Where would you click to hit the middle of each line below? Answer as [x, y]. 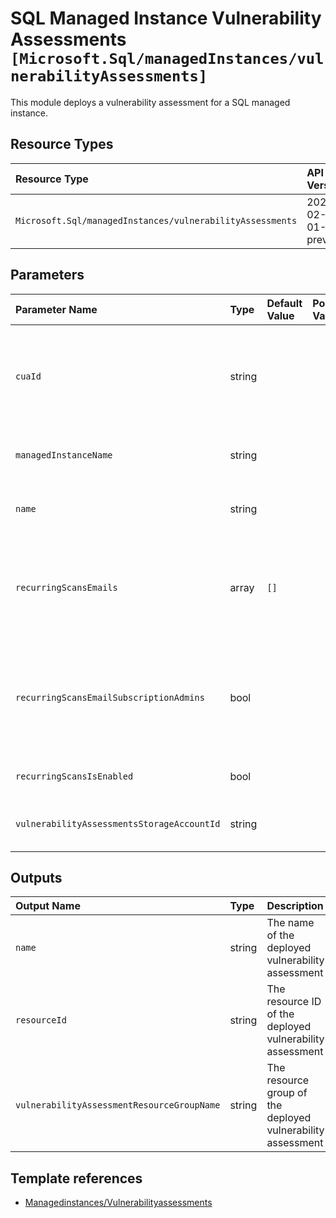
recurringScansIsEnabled [74, 776]
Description [295, 906]
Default [284, 303]
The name [290, 923]
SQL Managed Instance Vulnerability [166, 18]
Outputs [36, 877]
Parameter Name [56, 309]
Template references [76, 1178]
